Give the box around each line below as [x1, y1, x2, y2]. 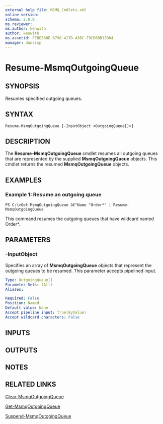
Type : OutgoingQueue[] [5, 277, 53, 283]
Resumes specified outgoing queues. [5, 95, 83, 101]
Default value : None [5, 305, 49, 310]
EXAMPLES [5, 176, 42, 184]
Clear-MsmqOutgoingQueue [5, 393, 64, 399]
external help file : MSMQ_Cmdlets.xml [5, 7, 87, 13]
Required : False [5, 296, 39, 301]
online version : [5, 12, 39, 17]
